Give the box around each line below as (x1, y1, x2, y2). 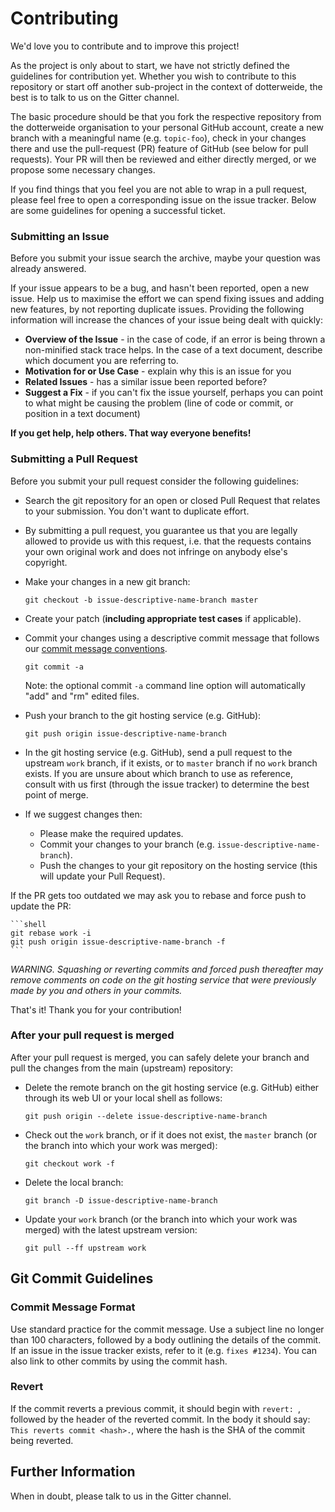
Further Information (10, 1463, 136, 1481)
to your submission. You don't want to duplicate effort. (24, 505, 250, 517)
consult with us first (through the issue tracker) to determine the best (24, 778, 310, 790)
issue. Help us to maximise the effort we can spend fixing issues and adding (10, 293, 325, 305)
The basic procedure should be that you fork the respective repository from (10, 110, 322, 122)
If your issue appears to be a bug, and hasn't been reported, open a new (10, 282, 310, 294)
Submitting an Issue (10, 229, 110, 243)
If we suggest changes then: (24, 808, 143, 820)
